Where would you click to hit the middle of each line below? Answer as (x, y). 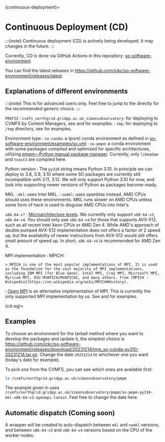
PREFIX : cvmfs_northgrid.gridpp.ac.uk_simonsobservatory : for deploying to (82, 118)
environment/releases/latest (34, 76)
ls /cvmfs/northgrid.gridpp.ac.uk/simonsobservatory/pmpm (66, 378)
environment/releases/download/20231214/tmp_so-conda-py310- (72, 349)
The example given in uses (32, 388)
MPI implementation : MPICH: (35, 255)
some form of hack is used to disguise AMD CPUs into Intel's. (67, 204)
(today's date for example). (33, 360)
